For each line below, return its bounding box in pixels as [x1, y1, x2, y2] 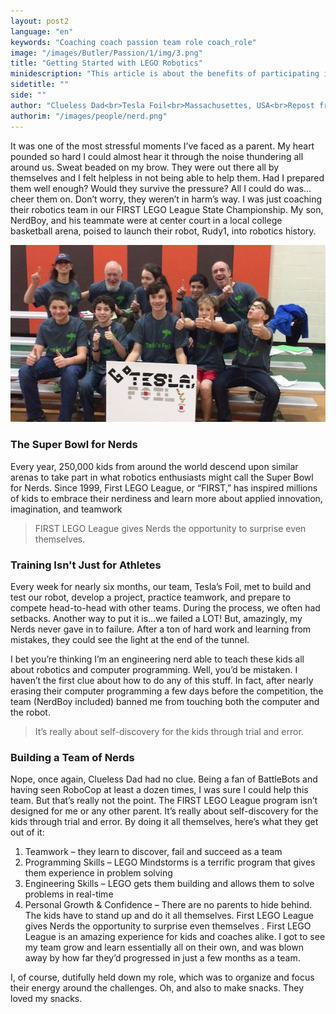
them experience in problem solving [24, 867, 173, 879]
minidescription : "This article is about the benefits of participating [10, 69, 320, 79]
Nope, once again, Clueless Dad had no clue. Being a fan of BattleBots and [10, 773, 318, 785]
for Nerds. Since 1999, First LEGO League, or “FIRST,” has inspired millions [10, 481, 318, 494]
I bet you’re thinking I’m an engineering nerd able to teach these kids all [10, 653, 305, 665]
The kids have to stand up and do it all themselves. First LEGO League [24, 910, 314, 922]
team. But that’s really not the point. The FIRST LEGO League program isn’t [10, 795, 318, 807]
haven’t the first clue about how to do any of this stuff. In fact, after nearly [10, 675, 314, 686]
